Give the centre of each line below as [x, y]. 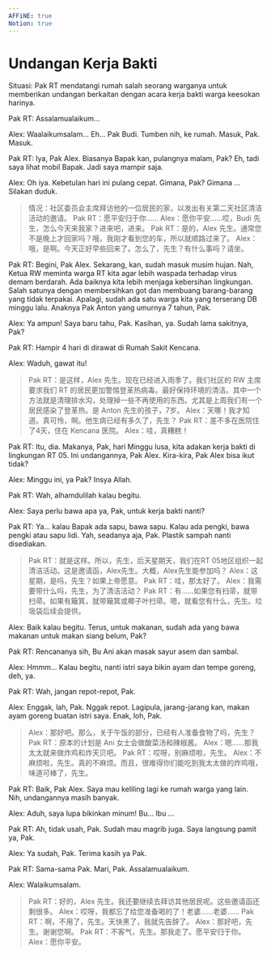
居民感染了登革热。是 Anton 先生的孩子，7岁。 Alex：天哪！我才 [135, 410]
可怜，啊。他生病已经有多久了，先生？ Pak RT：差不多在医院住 [155, 421]
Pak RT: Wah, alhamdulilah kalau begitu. [75, 495]
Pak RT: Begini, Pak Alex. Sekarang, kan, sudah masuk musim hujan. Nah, [131, 265]
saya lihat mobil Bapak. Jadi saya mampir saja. [86, 167]
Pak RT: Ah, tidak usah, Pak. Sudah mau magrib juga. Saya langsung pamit [133, 829]
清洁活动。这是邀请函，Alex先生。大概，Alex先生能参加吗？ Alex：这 [143, 570]
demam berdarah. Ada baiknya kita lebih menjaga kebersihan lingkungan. [131, 282]
